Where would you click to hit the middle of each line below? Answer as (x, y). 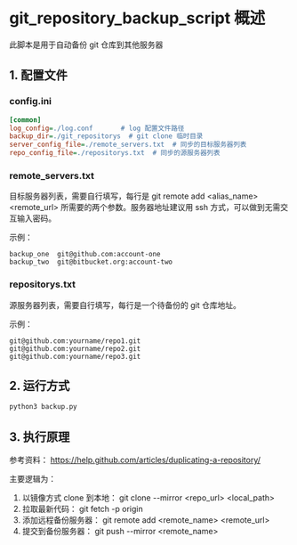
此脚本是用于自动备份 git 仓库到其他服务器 (86, 45)
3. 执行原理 (40, 437)
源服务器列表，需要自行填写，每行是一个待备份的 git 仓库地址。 (125, 305)
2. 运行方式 (40, 385)
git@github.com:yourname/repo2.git (75, 348)
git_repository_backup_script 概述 (137, 18)
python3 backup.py (43, 407)
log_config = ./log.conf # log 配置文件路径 (97, 128)
